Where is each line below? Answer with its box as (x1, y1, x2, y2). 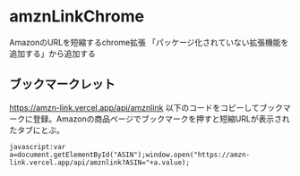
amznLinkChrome (9, 6, 145, 27)
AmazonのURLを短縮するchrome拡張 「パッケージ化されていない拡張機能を (9, 37, 289, 47)
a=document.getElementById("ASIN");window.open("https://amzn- (9, 150, 251, 159)
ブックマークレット (9, 77, 116, 92)
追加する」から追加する (9, 47, 96, 59)
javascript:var (9, 142, 66, 151)
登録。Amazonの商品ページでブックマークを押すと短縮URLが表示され (32, 113, 291, 124)
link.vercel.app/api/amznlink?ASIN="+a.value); (9, 158, 191, 167)
